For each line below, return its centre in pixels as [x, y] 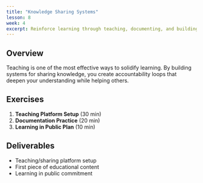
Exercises [25, 99]
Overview [25, 53]
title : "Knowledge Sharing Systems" [52, 12]
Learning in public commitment [53, 173]
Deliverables [31, 146]
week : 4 [16, 23]
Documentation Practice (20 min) [57, 120]
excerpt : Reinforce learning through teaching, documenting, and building [102, 29]
